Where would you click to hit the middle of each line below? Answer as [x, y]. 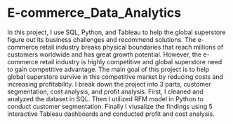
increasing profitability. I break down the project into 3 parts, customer [109, 84]
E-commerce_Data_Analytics [94, 13]
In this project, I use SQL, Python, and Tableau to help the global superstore [116, 32]
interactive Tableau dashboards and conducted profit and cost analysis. [111, 114]
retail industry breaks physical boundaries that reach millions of [132, 47]
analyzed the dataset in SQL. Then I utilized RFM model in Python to [105, 98]
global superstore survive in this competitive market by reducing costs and [115, 76]
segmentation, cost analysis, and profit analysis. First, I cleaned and [105, 91]
